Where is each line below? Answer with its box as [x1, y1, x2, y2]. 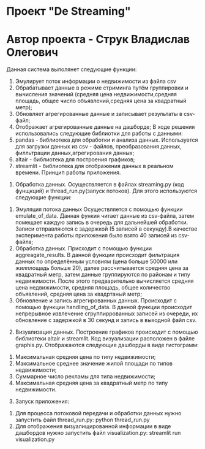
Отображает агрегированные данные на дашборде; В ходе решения [15, 123, 195, 131]
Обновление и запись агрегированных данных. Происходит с [15, 297, 177, 304]
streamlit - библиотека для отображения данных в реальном [15, 163, 174, 170]
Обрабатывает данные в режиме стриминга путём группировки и [15, 84, 188, 91]
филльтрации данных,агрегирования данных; [15, 149, 135, 157]
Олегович [6, 45, 58, 59]
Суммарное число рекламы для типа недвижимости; [15, 373, 156, 380]
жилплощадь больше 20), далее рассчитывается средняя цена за [15, 264, 188, 272]
